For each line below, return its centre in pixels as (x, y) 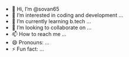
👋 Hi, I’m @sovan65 (35, 9)
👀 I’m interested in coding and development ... (67, 15)
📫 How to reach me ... (39, 34)
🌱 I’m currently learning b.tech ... (51, 21)
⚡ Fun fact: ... (28, 49)
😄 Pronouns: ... (31, 42)
